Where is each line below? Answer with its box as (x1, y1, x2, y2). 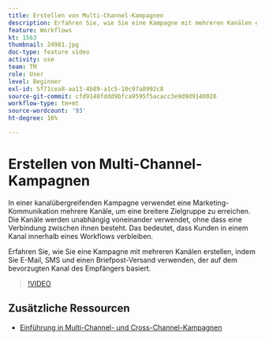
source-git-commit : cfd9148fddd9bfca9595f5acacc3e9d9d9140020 (8, 92, 217, 100)
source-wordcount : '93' (8, 107, 87, 115)
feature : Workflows (8, 26, 73, 34)
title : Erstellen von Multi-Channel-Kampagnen (8, 11, 164, 20)
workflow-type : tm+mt (8, 99, 80, 107)
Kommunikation (8, 206, 59, 215)
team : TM (8, 63, 37, 71)
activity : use (8, 56, 55, 64)
